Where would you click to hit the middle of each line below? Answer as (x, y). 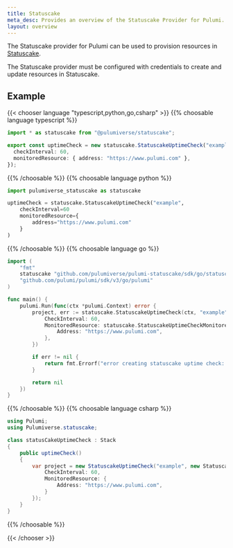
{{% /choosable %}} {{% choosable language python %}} (89, 178)
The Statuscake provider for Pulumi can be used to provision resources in (112, 46)
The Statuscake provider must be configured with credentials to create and (114, 67)
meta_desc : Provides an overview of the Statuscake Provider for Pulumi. (116, 20)
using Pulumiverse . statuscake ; (52, 428)
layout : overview (32, 26)
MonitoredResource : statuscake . (91, 325)
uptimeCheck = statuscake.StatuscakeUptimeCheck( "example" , (96, 203)
